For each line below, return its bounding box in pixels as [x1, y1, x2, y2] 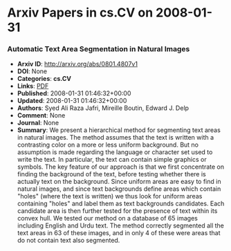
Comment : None [17, 111, 66, 120]
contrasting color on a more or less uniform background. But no [17, 140, 199, 149]
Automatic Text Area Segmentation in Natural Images [7, 44, 190, 54]
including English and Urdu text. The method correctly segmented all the [17, 221, 225, 230]
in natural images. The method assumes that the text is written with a [17, 133, 214, 142]
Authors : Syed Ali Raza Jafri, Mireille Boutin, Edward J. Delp [17, 104, 189, 112]
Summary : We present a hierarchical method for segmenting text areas [17, 126, 221, 134]
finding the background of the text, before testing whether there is [17, 170, 206, 178]
